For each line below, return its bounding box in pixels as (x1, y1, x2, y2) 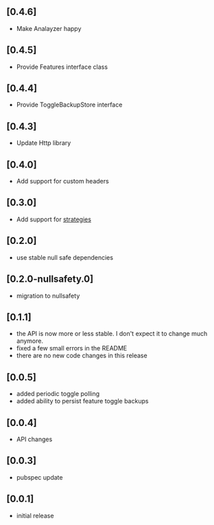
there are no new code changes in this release (16, 351, 148, 360)
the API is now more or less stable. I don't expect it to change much (16, 330, 208, 338)
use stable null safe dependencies (16, 253, 114, 261)
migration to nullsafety (16, 291, 80, 300)
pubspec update (16, 473, 63, 481)
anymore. (16, 337, 44, 345)
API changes (16, 435, 53, 443)
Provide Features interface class (16, 63, 108, 71)
